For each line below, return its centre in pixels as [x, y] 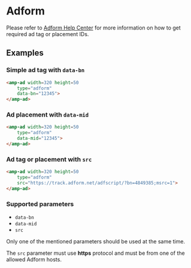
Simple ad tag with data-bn [46, 70]
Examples [25, 53]
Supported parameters [40, 204]
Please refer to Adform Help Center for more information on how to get [93, 28]
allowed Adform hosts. [34, 260]
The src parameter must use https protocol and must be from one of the [95, 253]
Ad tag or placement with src [49, 159]
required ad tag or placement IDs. [48, 34]
